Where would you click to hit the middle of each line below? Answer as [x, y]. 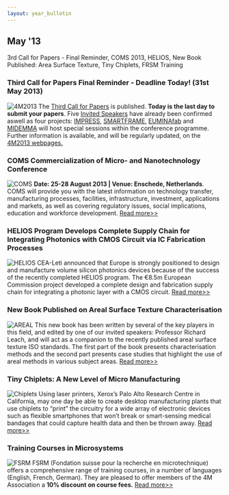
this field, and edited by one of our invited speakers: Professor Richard [107, 332]
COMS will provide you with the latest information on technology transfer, [110, 191]
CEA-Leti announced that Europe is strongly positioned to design [129, 263]
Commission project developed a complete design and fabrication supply [110, 285]
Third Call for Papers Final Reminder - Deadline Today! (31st [108, 83]
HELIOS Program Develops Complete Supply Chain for [98, 230]
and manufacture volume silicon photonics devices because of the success [113, 270]
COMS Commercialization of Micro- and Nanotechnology [104, 160]
